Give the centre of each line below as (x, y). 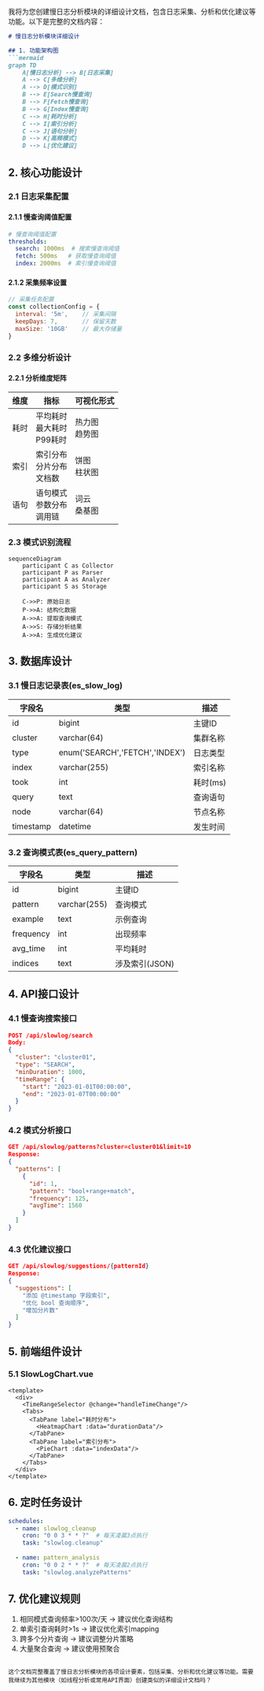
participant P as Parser (63, 572)
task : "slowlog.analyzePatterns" (77, 1572)
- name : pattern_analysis (58, 1558)
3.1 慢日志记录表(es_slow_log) (66, 686)
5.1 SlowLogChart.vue (51, 1374)
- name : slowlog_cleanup (56, 1528)
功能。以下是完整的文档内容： (56, 21)
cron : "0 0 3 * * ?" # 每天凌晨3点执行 (85, 1536)
